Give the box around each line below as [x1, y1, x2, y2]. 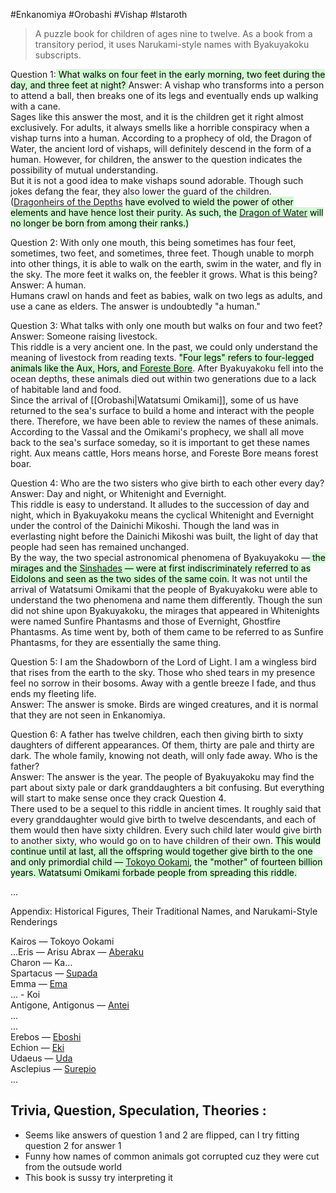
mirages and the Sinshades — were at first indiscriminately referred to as [10, 562, 312, 574]
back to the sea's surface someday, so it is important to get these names [10, 437, 310, 448]
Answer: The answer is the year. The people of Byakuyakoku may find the [10, 771, 315, 783]
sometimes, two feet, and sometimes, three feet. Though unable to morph [10, 247, 315, 259]
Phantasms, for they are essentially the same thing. [10, 637, 222, 648]
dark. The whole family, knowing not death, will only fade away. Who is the [10, 750, 318, 761]
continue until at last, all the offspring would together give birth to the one [10, 845, 313, 857]
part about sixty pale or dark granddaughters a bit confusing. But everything [10, 782, 325, 793]
